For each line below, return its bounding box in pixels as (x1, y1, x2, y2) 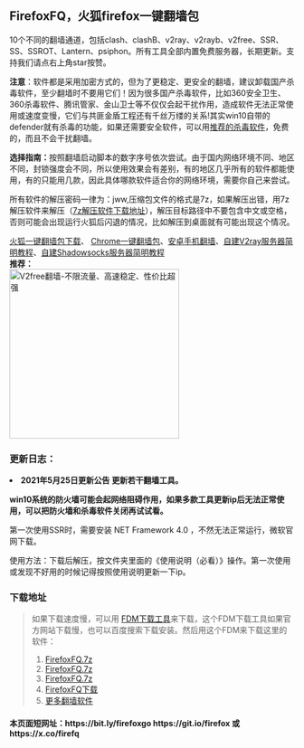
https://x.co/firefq (9, 728, 80, 739)
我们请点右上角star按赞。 (16, 57, 111, 68)
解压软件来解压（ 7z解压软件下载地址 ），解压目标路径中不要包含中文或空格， (9, 204, 292, 215)
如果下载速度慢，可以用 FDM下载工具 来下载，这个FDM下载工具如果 (31, 613, 283, 624)
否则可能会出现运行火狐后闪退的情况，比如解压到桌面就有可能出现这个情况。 (9, 216, 295, 227)
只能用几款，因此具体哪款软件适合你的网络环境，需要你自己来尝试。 (40, 175, 295, 185)
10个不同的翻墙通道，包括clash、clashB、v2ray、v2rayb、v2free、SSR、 (9, 34, 284, 45)
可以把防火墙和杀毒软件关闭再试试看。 (24, 506, 168, 516)
